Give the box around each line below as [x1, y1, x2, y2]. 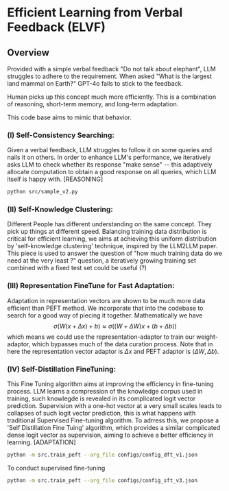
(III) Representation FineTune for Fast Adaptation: [7, 281, 175, 291]
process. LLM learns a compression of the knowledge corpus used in [7, 387, 203, 396]
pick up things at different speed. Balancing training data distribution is [7, 228, 207, 236]
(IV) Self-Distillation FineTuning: [7, 364, 117, 374]
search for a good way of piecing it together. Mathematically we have [7, 311, 203, 320]
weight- [196, 333, 218, 341]
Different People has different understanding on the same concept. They [7, 220, 213, 228]
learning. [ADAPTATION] [7, 438, 76, 446]
